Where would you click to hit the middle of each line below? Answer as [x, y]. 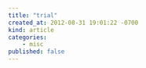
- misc [33, 45]
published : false [36, 52]
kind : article [31, 30]
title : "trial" [33, 15]
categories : [27, 37]
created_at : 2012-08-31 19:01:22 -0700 [73, 23]
